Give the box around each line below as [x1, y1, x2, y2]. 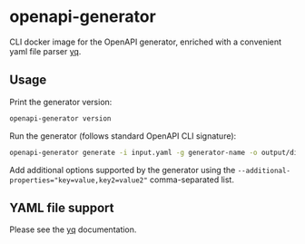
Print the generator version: [9, 96, 113, 107]
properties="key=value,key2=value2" [9, 175, 148, 185]
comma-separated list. [149, 174, 234, 185]
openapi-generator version [9, 113, 112, 123]
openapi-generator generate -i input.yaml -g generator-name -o [9, 148, 258, 157]
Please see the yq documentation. [9, 224, 137, 235]
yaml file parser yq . [9, 45, 82, 56]
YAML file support [9, 200, 115, 215]
